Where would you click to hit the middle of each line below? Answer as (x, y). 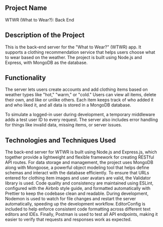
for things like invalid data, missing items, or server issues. (64, 125)
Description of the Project (45, 35)
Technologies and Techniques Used (61, 140)
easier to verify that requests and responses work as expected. (68, 220)
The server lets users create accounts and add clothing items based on (76, 89)
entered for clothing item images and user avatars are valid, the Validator (78, 178)
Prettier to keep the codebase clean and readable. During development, (77, 194)
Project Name (26, 8)
